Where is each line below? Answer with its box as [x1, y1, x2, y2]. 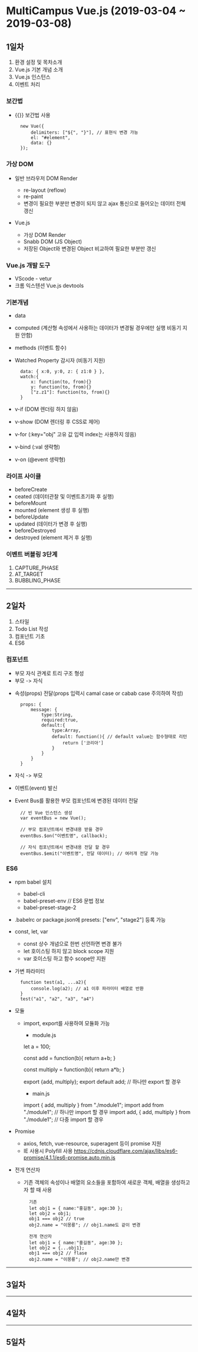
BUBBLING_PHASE [14, 577, 61, 584]
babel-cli [23, 890, 45, 897]
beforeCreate [14, 486, 47, 493]
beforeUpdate [14, 513, 49, 520]
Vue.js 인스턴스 [14, 73, 51, 81]
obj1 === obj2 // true [28, 1216, 85, 1222]
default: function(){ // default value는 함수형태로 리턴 [52, 733, 187, 739]
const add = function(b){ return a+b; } [23, 1055, 116, 1062]
